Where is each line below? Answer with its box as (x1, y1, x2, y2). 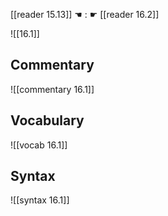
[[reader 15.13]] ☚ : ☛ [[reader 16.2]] (10, 9, 160, 20)
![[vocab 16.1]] (10, 139, 68, 151)
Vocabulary (10, 112, 85, 129)
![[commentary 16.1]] (10, 83, 95, 95)
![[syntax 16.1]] (10, 194, 70, 206)
